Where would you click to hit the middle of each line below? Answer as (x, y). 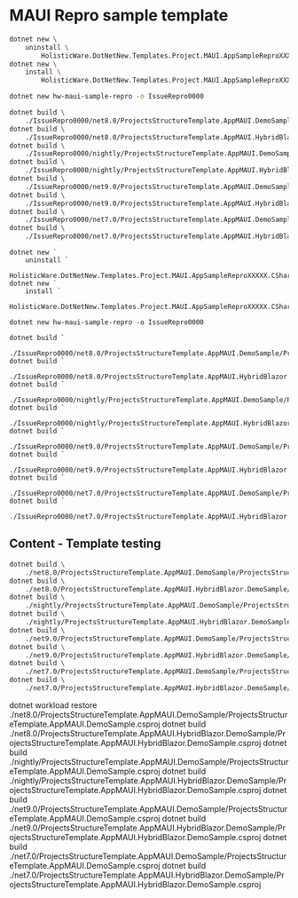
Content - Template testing (85, 544)
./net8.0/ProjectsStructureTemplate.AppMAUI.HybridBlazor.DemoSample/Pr (148, 733)
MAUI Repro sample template (119, 16)
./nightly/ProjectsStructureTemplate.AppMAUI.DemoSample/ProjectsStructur (149, 761)
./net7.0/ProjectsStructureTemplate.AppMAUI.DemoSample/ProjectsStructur (148, 856)
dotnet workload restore (53, 705)
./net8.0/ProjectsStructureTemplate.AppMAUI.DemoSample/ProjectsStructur (149, 714)
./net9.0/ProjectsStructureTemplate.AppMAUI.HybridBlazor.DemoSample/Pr (148, 828)
